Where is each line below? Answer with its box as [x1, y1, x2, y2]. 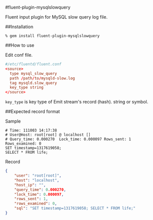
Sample [5, 118, 21, 125]
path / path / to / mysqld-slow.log [10, 75, 75, 81]
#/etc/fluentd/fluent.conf [5, 62, 62, 67]
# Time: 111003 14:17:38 [5, 128, 57, 133]
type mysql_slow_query [10, 71, 57, 76]
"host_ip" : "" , [14, 182, 46, 187]
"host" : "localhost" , [14, 178, 59, 183]
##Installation [5, 24, 34, 30]
